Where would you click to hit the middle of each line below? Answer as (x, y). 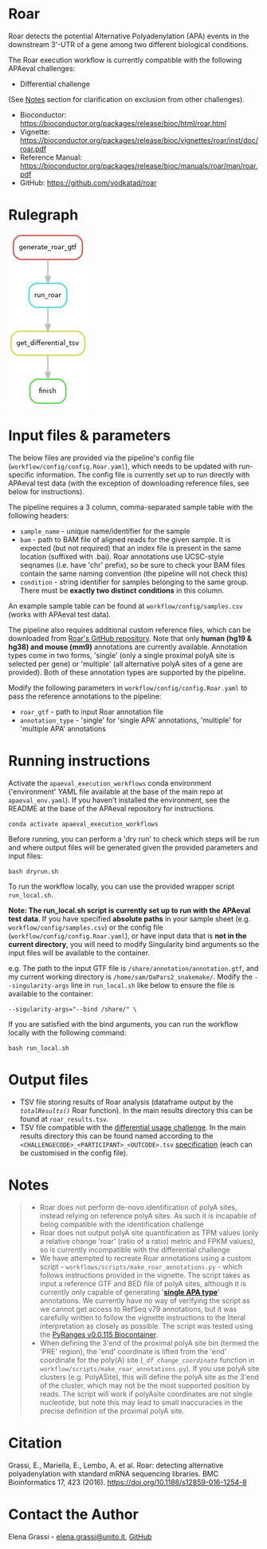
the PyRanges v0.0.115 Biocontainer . (98, 1334)
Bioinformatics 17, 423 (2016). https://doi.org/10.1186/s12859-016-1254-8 (128, 1482)
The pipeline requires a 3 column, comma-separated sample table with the (131, 507)
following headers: (39, 515)
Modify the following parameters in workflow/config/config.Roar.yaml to (128, 687)
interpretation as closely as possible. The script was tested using (146, 1325)
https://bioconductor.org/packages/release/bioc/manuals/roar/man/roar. (139, 165)
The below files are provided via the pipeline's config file (101, 458)
